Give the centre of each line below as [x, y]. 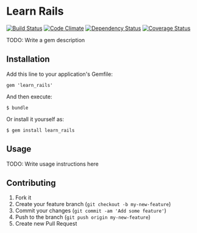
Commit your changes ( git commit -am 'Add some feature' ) [91, 211]
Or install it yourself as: [35, 119]
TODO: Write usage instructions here [52, 164]
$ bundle [17, 108]
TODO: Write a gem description [46, 40]
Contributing [31, 183]
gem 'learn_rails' [30, 85]
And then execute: [29, 97]
